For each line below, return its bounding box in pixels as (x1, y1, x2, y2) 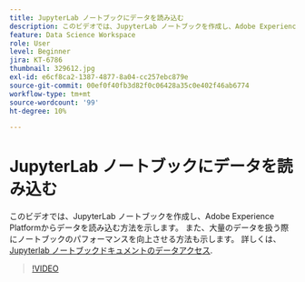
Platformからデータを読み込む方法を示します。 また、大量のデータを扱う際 (9, 222, 289, 233)
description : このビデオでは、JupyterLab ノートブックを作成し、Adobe (9, 22, 256, 31)
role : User (9, 38, 51, 48)
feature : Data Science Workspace (9, 30, 136, 39)
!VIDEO (31, 263, 59, 274)
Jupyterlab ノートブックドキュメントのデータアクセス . (9, 245, 213, 256)
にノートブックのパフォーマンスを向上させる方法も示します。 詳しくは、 (9, 234, 281, 245)
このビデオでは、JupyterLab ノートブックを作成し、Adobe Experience (9, 211, 275, 222)
